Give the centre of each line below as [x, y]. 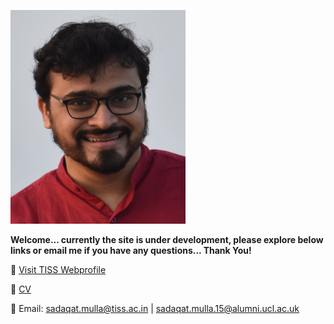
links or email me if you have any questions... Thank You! [131, 250]
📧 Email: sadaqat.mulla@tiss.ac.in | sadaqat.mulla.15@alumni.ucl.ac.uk [155, 308]
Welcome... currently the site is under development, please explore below [167, 239]
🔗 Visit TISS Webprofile [58, 269]
